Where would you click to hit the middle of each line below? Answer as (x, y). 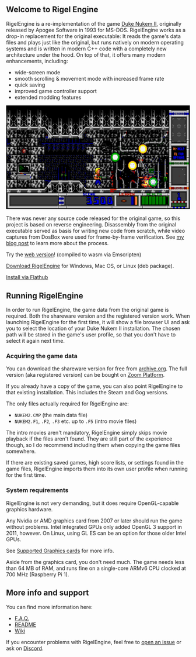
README (25, 624)
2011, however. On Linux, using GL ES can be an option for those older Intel (96, 533)
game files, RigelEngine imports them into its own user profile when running (97, 469)
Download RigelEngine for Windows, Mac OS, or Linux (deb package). (90, 266)
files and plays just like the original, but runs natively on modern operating (95, 42)
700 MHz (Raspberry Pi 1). (38, 574)
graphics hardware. (29, 509)
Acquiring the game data (42, 356)
